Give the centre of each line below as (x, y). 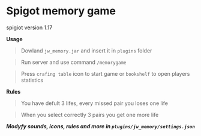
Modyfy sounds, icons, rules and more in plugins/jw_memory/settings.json (100, 126)
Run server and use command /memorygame (74, 62)
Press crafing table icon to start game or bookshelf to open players (105, 73)
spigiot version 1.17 (29, 27)
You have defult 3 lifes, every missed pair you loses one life (94, 103)
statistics (32, 80)
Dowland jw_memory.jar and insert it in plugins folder (86, 50)
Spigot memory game (61, 11)
